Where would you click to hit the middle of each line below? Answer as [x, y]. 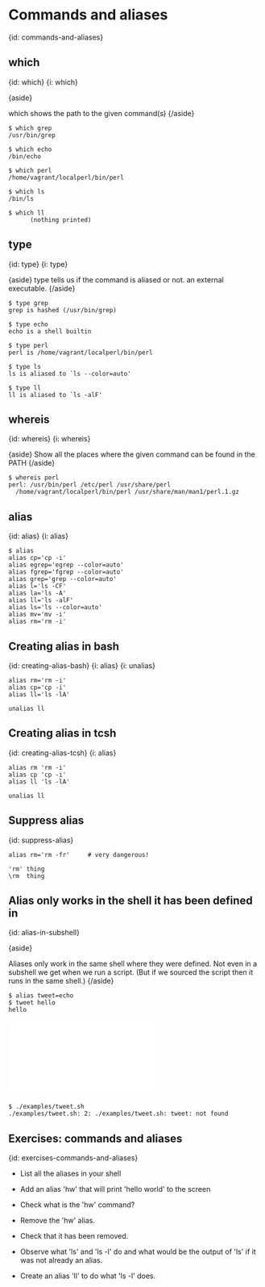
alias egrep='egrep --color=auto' [66, 565]
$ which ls [27, 191]
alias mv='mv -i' [37, 615]
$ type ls [25, 366]
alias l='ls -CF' [37, 587]
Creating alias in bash [64, 646]
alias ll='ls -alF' [41, 600]
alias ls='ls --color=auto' [56, 608]
